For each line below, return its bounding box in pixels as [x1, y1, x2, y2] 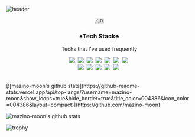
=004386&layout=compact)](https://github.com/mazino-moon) [6, 101, 161, 109]
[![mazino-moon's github [6, 83, 67, 90]
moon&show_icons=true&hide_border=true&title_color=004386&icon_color [6, 95, 190, 102]
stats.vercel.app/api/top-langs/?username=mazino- [6, 89, 132, 96]
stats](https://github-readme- [67, 83, 140, 90]
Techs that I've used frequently [61, 45, 138, 53]
